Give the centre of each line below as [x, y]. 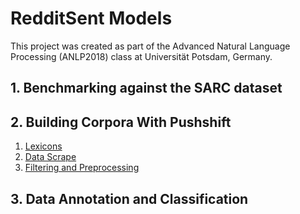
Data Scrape [50, 157]
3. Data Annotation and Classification [129, 198]
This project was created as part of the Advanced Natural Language [150, 46]
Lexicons [43, 146]
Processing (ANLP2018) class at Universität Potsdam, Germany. [141, 56]
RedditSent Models [91, 18]
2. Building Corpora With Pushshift [121, 122]
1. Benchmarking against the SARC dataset [146, 88]
